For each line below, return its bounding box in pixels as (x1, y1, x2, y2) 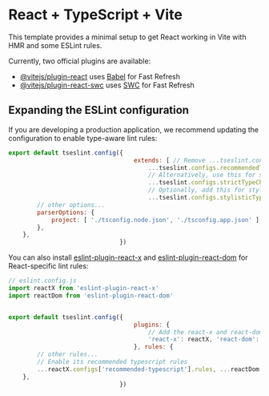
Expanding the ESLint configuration (8, 103, 190, 117)
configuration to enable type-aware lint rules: (8, 133, 158, 143)
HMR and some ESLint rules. (8, 40, 102, 50)
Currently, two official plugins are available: (8, 56, 151, 66)
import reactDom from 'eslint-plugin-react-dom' (8, 291, 174, 300)
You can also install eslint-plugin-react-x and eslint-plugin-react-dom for (8, 253, 248, 262)
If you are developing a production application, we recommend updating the (8, 124, 259, 134)
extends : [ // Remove (133, 156, 206, 164)
